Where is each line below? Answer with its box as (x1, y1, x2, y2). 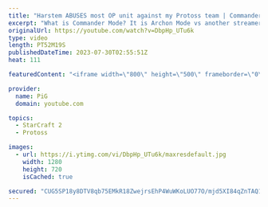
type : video (8, 33, 48, 42)
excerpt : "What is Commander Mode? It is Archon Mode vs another (8, 19, 230, 27)
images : (8, 143, 34, 151)
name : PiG (15, 92, 48, 100)
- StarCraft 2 (15, 121, 62, 130)
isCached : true (22, 173, 73, 181)
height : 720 (22, 165, 62, 174)
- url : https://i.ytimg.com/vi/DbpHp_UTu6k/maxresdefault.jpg (15, 150, 227, 158)
